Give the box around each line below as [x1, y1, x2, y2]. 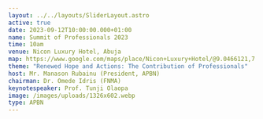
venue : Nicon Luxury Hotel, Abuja [8, 48, 122, 56]
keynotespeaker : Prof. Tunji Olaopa [8, 84, 128, 92]
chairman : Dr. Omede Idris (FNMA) [8, 77, 122, 85]
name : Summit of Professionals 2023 [8, 33, 128, 41]
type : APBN [8, 99, 44, 106]
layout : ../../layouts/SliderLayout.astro [8, 11, 150, 20]
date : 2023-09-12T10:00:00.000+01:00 [8, 26, 132, 34]
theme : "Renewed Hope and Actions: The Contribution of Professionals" [8, 63, 248, 70]
